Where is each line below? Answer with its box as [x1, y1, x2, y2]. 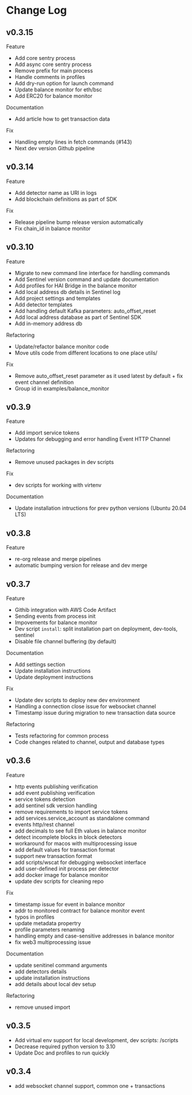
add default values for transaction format [14, 846, 116, 853]
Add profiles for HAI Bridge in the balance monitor [14, 282, 137, 289]
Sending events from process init [14, 613, 96, 620]
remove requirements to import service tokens [14, 808, 129, 815]
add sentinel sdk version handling [14, 801, 97, 809]
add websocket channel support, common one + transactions [14, 1082, 165, 1089]
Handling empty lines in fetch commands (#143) [14, 138, 132, 146]
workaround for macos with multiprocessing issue [14, 840, 137, 847]
